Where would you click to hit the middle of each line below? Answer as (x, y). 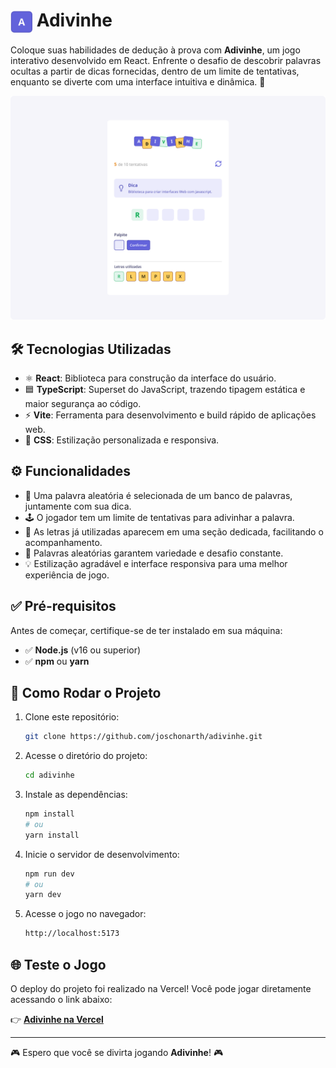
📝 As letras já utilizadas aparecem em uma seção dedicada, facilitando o (174, 531)
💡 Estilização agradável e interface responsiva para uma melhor (156, 563)
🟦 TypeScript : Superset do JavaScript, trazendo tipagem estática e (165, 389)
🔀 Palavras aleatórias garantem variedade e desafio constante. (154, 553)
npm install (49, 814)
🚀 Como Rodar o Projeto (86, 692)
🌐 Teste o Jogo (58, 964)
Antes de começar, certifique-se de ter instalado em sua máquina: (146, 630)
